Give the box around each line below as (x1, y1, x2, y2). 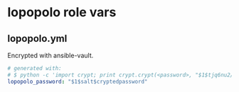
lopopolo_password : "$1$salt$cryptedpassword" (7, 78, 148, 85)
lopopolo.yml (7, 33, 68, 45)
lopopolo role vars (7, 4, 117, 21)
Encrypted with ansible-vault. (7, 51, 94, 59)
